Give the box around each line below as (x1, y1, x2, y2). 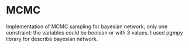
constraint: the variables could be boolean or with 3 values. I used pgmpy (6, 29, 183, 36)
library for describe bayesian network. (6, 35, 98, 42)
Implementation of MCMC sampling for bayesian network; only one (6, 23, 168, 30)
